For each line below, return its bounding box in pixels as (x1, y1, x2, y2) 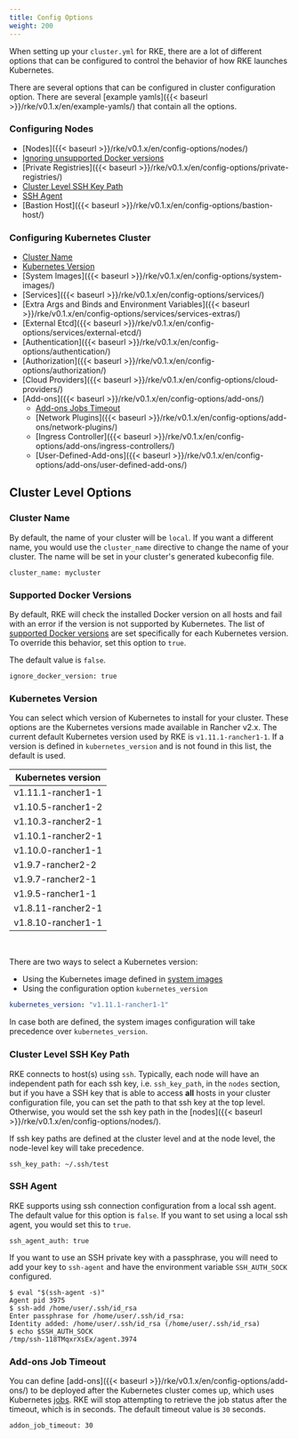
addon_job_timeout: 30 (9, 1421, 93, 1430)
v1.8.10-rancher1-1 (13, 917, 102, 929)
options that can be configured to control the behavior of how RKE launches (9, 55, 287, 66)
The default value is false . (9, 655, 107, 665)
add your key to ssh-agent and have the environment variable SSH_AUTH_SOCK (9, 1261, 287, 1272)
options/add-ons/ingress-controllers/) (35, 441, 175, 452)
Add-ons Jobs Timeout (35, 403, 121, 414)
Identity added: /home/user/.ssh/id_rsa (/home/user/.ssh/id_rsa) (9, 1319, 261, 1328)
